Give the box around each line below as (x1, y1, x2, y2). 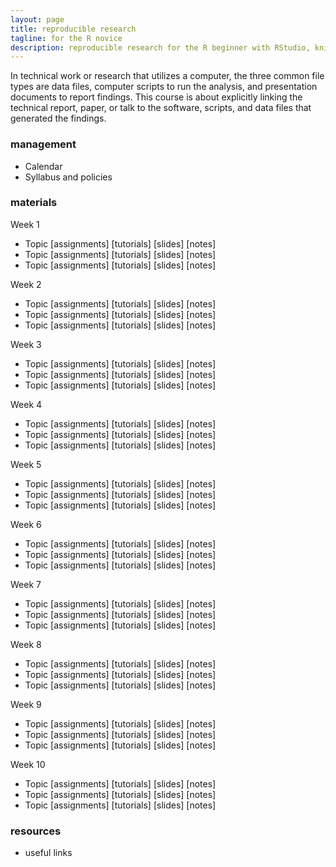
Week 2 (10, 278, 42, 290)
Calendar (24, 160, 63, 172)
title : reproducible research (10, 24, 137, 34)
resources (10, 824, 62, 838)
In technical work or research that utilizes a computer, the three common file (10, 70, 325, 82)
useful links (24, 847, 73, 859)
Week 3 (10, 338, 42, 350)
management (10, 137, 77, 151)
